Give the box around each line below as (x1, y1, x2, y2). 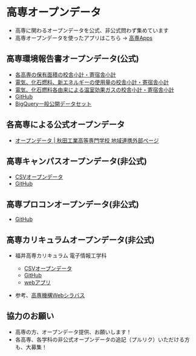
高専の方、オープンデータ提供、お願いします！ (15, 328, 132, 335)
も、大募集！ (15, 343, 47, 351)
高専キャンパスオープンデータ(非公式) (6, 156, 147, 166)
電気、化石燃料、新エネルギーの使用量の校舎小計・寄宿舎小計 (15, 78, 169, 85)
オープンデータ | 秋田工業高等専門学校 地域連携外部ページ (15, 137, 159, 144)
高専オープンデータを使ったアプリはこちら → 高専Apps (15, 34, 153, 41)
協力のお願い (6, 311, 54, 321)
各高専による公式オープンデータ (6, 119, 125, 130)
